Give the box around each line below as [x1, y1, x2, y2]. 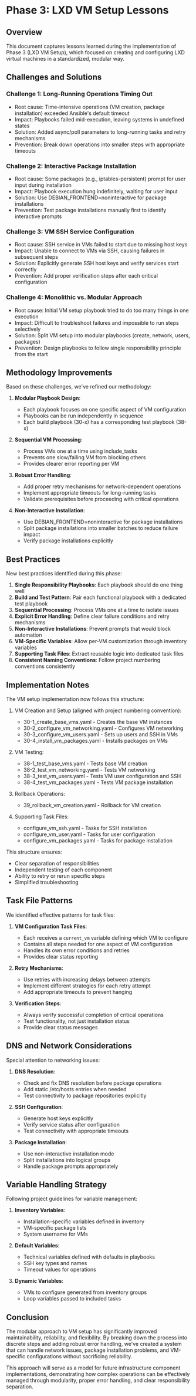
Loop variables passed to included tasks [23, 1295, 121, 1302]
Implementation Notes [6, 680, 90, 690]
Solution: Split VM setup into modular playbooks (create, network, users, [14, 331, 191, 339]
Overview [6, 27, 43, 37]
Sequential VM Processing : [14, 436, 83, 443]
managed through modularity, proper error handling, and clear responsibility [6, 1377, 190, 1384]
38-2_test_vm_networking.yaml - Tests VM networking [23, 766, 156, 773]
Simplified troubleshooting [14, 879, 79, 886]
